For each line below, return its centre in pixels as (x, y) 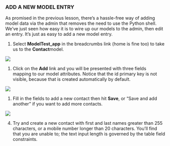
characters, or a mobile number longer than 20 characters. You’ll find (85, 129)
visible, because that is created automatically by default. (72, 79)
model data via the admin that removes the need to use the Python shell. (81, 23)
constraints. (25, 139)
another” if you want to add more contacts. (58, 104)
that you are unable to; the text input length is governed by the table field (89, 134)
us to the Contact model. (38, 50)
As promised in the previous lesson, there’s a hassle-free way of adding (80, 18)
